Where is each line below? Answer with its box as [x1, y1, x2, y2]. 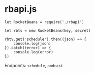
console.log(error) [13, 49, 54, 54]
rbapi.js [4, 3, 37, 15]
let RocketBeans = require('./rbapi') [4, 20, 84, 24]
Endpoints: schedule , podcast [4, 62, 63, 68]
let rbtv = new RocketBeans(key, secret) [4, 28, 91, 33]
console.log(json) [13, 41, 51, 46]
